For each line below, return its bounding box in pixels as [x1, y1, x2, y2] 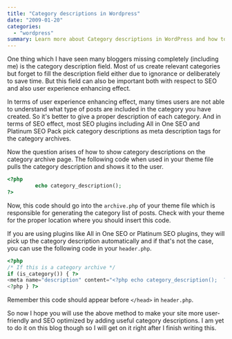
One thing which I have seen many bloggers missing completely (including [7, 55, 219, 63]
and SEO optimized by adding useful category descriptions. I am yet [30, 316, 224, 325]
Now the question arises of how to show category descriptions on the [7, 148, 206, 156]
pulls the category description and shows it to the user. [7, 163, 164, 171]
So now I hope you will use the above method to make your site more [7, 309, 204, 318]
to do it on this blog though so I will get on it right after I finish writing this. [7, 324, 217, 332]
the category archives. [7, 134, 71, 143]
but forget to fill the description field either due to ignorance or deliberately [7, 70, 221, 78]
